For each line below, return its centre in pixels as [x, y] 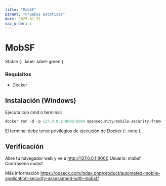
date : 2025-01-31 [23, 19]
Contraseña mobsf [24, 163]
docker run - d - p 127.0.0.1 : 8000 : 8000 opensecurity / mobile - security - [78, 121]
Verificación [24, 146]
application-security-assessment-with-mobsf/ [52, 178]
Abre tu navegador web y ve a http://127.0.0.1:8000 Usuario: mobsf [73, 158]
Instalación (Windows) [41, 100]
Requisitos [18, 74]
